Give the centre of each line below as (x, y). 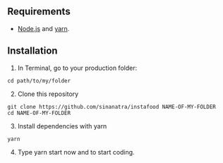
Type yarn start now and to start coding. (76, 152)
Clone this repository (48, 94)
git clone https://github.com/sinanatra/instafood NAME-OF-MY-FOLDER (112, 107)
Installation (32, 51)
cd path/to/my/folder (39, 80)
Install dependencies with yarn (62, 126)
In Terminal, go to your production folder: (77, 68)
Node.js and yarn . (43, 28)
